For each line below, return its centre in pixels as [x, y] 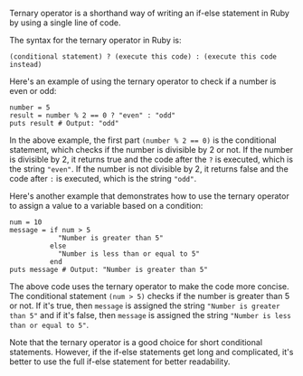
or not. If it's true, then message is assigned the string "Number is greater [145, 305]
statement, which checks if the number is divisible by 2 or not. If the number [151, 150]
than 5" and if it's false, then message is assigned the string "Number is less [150, 315]
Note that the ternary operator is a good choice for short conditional [136, 342]
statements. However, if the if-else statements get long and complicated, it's [151, 352]
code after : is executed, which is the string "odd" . [103, 179]
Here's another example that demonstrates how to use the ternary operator [149, 196]
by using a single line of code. [65, 23]
